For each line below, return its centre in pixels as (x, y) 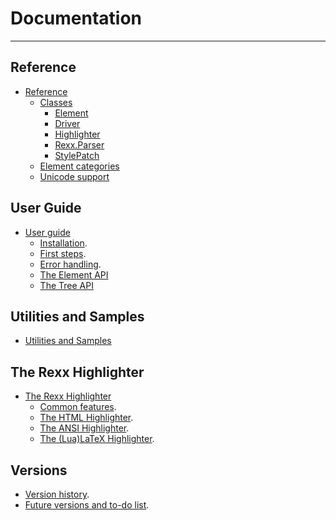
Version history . (57, 494)
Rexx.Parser (79, 144)
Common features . (78, 407)
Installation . (63, 243)
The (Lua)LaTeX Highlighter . (97, 439)
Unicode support (74, 176)
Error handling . (70, 264)
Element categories (79, 166)
